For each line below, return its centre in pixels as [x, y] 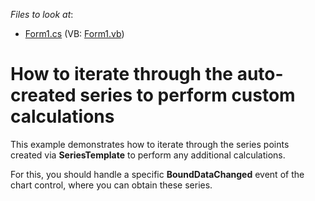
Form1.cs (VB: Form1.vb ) [74, 33]
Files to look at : [42, 14]
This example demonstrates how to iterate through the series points [150, 144]
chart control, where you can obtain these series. [111, 185]
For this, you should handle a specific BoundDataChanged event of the [157, 174]
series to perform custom [187, 95]
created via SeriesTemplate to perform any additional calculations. [148, 155]
